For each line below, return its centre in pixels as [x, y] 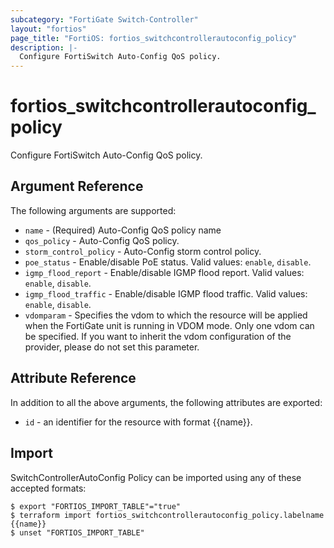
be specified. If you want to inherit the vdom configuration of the [158, 336]
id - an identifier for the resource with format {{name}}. [138, 422]
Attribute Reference [73, 378]
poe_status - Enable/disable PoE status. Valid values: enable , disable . [168, 262]
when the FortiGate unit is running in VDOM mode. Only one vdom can [169, 325]
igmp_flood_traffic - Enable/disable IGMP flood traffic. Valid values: [166, 293]
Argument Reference [77, 186]
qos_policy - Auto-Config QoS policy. [102, 240]
